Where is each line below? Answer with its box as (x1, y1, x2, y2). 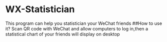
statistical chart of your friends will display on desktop (5, 31, 120, 37)
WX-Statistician (5, 4, 75, 15)
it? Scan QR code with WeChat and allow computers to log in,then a (5, 25, 149, 31)
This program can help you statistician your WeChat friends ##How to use (5, 20, 162, 26)
